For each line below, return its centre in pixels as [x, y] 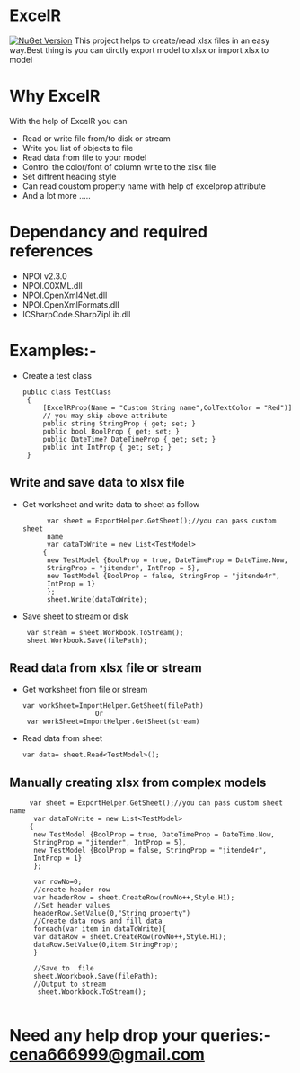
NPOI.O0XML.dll [52, 285]
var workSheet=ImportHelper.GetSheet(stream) [113, 722]
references [51, 251]
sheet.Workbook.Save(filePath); [87, 640]
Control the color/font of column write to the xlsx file [119, 166]
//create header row [71, 890]
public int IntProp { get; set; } [107, 447]
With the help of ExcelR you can [68, 121]
